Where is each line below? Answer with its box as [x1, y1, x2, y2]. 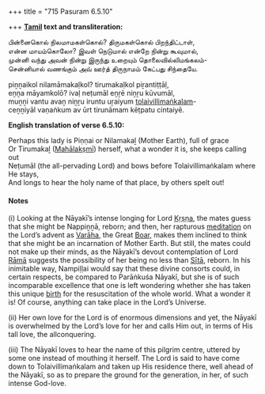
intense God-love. [8, 379, 67, 388]
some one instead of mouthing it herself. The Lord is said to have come [8, 354, 240, 363]
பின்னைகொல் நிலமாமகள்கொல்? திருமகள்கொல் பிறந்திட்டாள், [8, 37, 195, 47]
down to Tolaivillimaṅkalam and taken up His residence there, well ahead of [8, 362, 254, 371]
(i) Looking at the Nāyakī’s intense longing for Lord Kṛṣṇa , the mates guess [8, 214, 252, 223]
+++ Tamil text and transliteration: [8, 22, 123, 31]
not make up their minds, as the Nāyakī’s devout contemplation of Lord [8, 247, 239, 256]
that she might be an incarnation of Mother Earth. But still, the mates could [8, 239, 251, 248]
